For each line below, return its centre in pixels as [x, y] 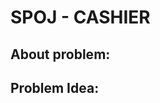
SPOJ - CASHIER [80, 17]
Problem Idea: [55, 87]
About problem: [60, 54]
